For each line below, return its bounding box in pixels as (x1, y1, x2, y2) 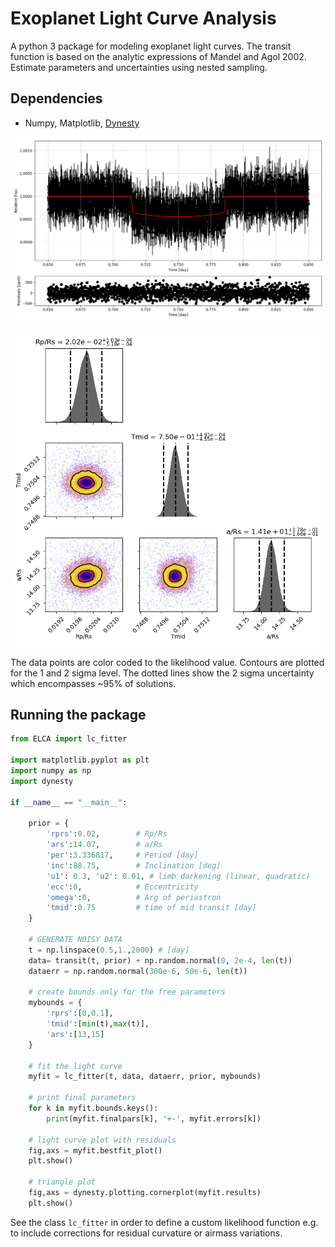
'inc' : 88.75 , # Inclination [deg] (46, 860, 222, 871)
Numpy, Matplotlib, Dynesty (24, 117, 140, 129)
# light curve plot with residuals (28, 1135, 177, 1145)
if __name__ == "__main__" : (10, 797, 128, 807)
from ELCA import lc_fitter (10, 734, 128, 744)
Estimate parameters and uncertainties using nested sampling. (10, 61, 268, 73)
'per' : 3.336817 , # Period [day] (46, 850, 199, 861)
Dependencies (10, 90, 103, 107)
